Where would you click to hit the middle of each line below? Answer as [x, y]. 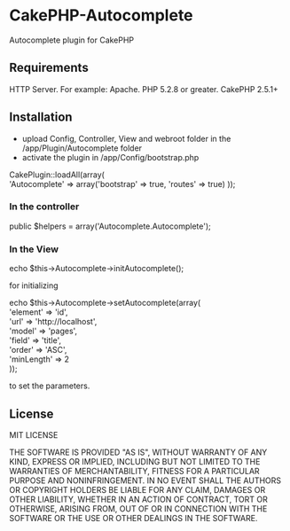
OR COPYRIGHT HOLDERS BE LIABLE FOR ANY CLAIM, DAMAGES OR [137, 489]
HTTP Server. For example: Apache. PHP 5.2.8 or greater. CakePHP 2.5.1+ [144, 89]
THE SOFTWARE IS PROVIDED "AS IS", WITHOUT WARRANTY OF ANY [138, 452]
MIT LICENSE [34, 434]
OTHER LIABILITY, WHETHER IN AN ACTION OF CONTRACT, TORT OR [138, 499]
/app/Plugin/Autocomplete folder [82, 148]
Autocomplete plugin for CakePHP [72, 40]
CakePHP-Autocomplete [101, 16]
